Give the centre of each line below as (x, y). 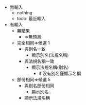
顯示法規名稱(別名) (50, 67)
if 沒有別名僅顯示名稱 (60, 73)
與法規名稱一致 (39, 61)
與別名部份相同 (39, 85)
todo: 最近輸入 (31, 18)
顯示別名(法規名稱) (50, 55)
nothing (25, 13)
